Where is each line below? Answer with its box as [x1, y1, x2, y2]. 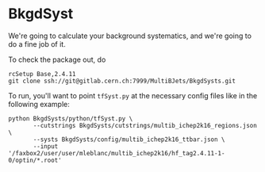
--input [33, 142, 59, 151]
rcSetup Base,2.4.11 [8, 70, 77, 78]
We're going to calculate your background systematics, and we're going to [8, 31, 252, 40]
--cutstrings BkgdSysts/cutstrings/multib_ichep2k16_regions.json [33, 121, 258, 129]
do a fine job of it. [8, 39, 66, 48]
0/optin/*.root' [8, 156, 62, 164]
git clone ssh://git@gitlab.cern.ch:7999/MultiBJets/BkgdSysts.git [8, 77, 236, 85]
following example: [8, 99, 70, 109]
